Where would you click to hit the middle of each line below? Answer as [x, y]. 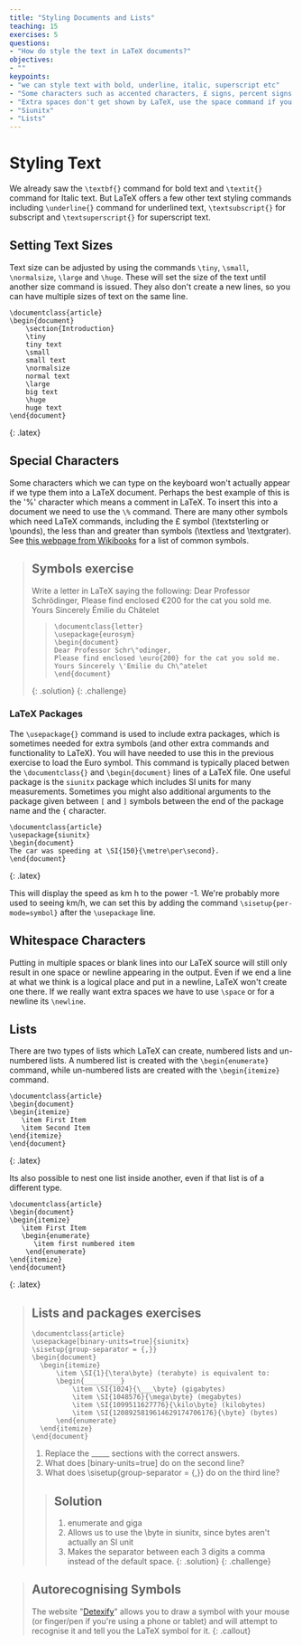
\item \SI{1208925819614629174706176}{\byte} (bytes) [175, 1413]
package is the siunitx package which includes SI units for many [130, 781]
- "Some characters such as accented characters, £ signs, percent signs [151, 93]
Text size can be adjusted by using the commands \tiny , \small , [129, 267]
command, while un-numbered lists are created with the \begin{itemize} [145, 1070]
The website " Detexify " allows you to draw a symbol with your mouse [160, 1612]
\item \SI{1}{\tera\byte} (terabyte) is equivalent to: [163, 1374]
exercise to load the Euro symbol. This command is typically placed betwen [150, 762]
